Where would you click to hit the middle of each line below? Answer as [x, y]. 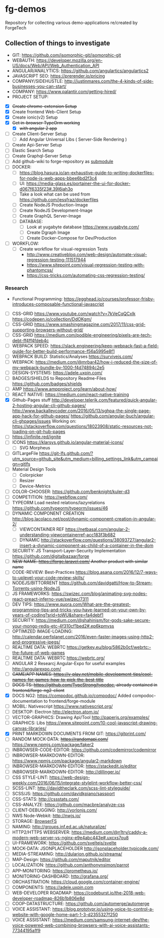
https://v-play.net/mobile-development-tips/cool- [103, 674]
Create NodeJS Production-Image [54, 205]
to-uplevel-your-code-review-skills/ [48, 578]
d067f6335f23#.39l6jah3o [46, 189]
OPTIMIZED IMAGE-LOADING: [42, 631]
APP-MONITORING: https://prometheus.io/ [55, 870]
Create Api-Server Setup [37, 145]
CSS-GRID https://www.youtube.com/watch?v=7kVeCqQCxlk [74, 313]
